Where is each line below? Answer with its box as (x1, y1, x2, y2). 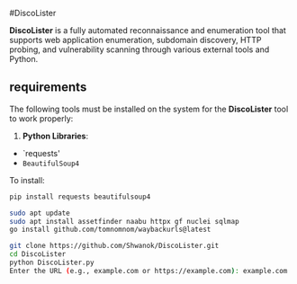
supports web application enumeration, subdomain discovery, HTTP (9, 35, 262, 45)
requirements (9, 80, 87, 95)
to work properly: (9, 112, 74, 124)
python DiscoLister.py (9, 258, 94, 268)
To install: (9, 174, 45, 185)
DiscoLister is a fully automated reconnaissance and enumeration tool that (9, 25, 286, 35)
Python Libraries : (22, 130, 88, 141)
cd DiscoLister (9, 250, 67, 259)
